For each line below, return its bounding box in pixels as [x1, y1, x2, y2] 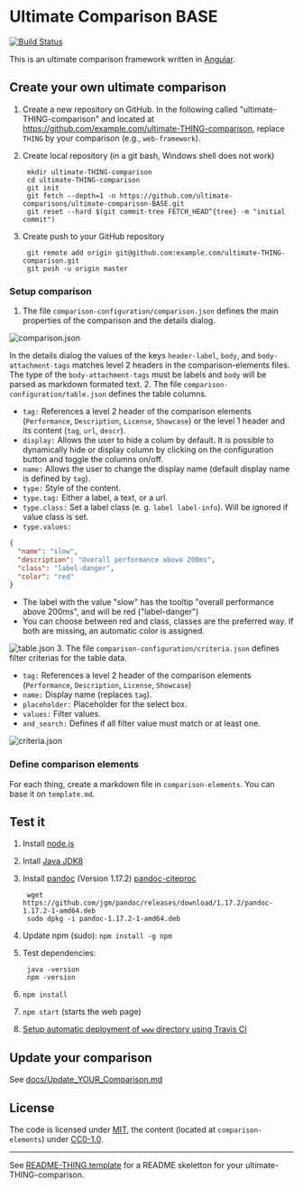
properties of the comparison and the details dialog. [22, 315, 216, 326]
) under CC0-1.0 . [41, 1134, 104, 1145]
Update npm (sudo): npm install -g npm [22, 930, 173, 941]
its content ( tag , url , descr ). [22, 425, 126, 436]
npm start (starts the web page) [22, 1007, 142, 1017]
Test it [9, 814, 45, 830]
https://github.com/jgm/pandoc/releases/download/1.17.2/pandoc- [22, 898, 273, 908]
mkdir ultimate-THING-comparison [26, 167, 152, 177]
